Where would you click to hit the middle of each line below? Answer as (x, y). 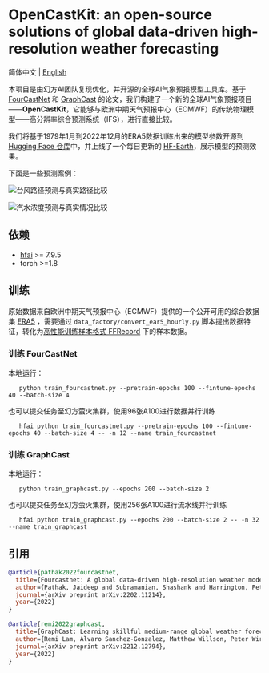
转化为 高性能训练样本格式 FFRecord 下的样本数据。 (107, 331)
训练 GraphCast (39, 454)
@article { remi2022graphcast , (57, 624)
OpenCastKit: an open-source (110, 15)
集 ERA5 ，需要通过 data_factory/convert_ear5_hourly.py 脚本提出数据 (126, 321)
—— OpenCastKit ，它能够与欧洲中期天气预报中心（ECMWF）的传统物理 (128, 109)
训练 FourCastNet (43, 354)
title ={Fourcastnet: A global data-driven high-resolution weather (130, 580)
